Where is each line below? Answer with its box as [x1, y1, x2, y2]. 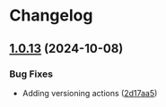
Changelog [9, 5, 93, 26]
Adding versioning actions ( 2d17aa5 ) [22, 87, 158, 98]
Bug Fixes [9, 68, 54, 80]
